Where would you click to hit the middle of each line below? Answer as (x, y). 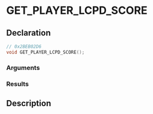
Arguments (23, 68)
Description (29, 103)
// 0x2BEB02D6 (24, 46)
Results (17, 84)
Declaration (29, 33)
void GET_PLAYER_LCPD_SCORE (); (45, 52)
